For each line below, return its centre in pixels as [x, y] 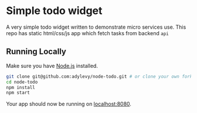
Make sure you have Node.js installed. [52, 66]
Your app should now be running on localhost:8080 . [69, 104]
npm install [21, 87]
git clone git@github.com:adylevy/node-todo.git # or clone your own [93, 76]
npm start [18, 93]
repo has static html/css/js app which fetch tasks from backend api [87, 33]
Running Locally [36, 52]
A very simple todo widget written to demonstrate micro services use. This [96, 27]
